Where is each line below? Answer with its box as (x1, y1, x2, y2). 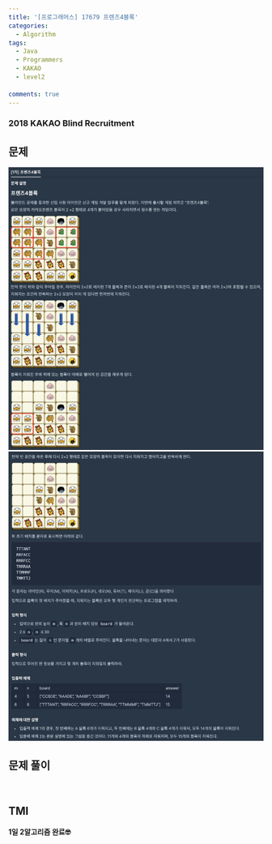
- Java (15, 47, 38, 56)
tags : (8, 39, 27, 47)
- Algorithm (15, 30, 57, 38)
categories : (8, 21, 49, 30)
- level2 (15, 73, 45, 81)
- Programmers (15, 56, 63, 64)
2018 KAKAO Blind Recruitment (8, 118, 135, 129)
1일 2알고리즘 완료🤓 (8, 827, 71, 837)
